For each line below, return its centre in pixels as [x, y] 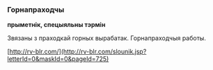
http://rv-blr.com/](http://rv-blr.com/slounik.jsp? [78, 52]
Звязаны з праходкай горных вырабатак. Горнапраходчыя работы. [107, 38]
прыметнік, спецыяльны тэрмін [56, 25]
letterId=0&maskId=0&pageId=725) [58, 59]
